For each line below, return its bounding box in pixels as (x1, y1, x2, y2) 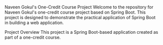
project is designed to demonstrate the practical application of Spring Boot (4, 15, 156, 20)
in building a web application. (4, 20, 64, 25)
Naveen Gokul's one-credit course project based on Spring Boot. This (4, 9, 146, 15)
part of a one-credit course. (4, 34, 61, 40)
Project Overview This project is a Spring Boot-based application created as (4, 29, 158, 35)
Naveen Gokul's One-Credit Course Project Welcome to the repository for (4, 4, 154, 10)
